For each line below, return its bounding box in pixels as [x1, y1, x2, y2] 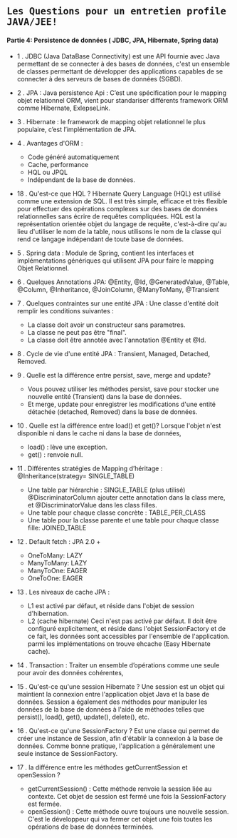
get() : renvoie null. [27, 450, 83, 459]
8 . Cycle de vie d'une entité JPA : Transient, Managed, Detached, [16, 349, 211, 358]
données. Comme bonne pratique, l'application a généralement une [16, 742, 216, 750]
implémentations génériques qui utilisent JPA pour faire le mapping [16, 256, 214, 265]
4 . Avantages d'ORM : [16, 138, 83, 147]
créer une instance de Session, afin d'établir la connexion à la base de [16, 734, 223, 742]
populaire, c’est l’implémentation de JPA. [16, 125, 137, 133]
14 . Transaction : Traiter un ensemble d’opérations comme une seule [16, 660, 220, 670]
